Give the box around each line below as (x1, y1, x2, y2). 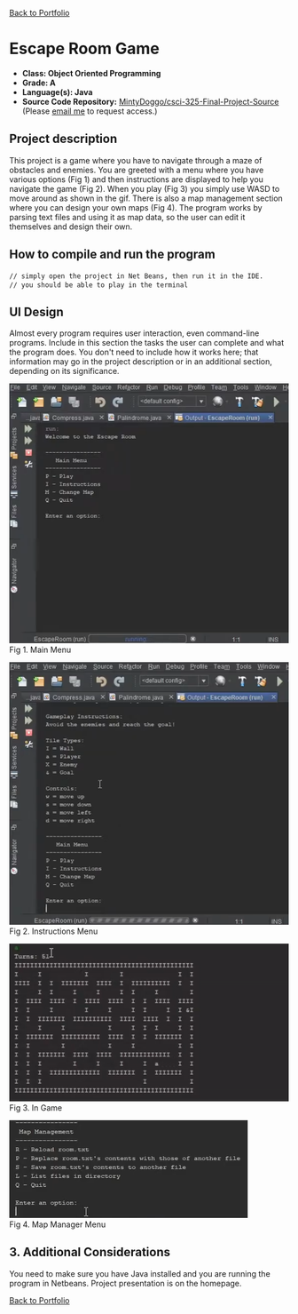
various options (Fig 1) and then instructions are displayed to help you (9, 173, 264, 185)
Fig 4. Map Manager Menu (9, 1219, 106, 1230)
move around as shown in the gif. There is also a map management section (9, 193, 284, 203)
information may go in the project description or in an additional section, (9, 356, 273, 367)
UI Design (9, 304, 64, 319)
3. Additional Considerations (9, 1245, 171, 1260)
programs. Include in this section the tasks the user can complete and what (9, 338, 285, 348)
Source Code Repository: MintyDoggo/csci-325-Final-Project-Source (21, 96, 279, 107)
